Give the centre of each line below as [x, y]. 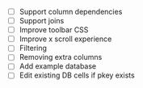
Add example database [58, 66]
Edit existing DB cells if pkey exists [77, 75]
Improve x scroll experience [65, 39]
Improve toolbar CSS [54, 30]
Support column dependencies [71, 12]
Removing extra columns [61, 57]
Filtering [33, 48]
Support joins [42, 21]
